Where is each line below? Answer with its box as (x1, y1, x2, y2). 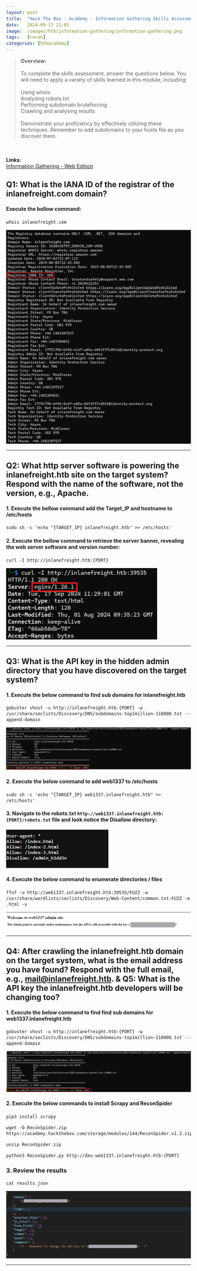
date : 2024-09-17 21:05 (6, 22, 69, 28)
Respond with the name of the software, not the (6, 479, 184, 489)
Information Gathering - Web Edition (6, 162, 94, 170)
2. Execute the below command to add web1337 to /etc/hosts (6, 778, 158, 785)
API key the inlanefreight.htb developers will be (6, 983, 184, 993)
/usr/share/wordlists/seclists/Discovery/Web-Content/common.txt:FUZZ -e (6, 895, 191, 901)
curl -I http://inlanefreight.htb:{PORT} (6, 557, 109, 563)
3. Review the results (6, 1166, 67, 1174)
